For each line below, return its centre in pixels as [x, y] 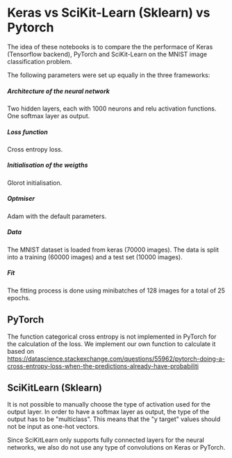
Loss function [28, 132]
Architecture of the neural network [58, 91]
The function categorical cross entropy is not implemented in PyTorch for [112, 336]
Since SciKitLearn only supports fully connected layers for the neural [106, 440]
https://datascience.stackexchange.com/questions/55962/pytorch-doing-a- [116, 359]
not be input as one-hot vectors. [53, 427]
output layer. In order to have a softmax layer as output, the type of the [108, 412]
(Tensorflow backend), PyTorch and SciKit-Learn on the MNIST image [107, 54]
